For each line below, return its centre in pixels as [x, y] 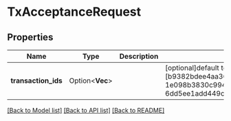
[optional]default [192, 68]
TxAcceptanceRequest [74, 12]
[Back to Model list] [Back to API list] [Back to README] [86, 110]
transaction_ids [37, 81]
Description [139, 56]
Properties [30, 37]
